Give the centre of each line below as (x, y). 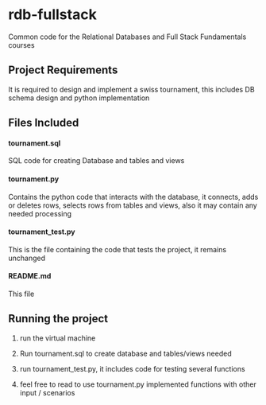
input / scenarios (47, 392)
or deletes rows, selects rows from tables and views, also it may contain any (133, 205)
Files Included (44, 123)
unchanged (27, 258)
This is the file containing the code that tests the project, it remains (118, 249)
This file (21, 294)
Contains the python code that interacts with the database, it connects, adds (133, 197)
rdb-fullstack (52, 15)
